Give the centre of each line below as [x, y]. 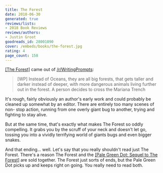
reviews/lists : [21, 23]
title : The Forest [24, 10]
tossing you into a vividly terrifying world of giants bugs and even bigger [78, 135]
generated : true [22, 19]
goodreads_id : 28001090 [29, 42]
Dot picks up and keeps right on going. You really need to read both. [74, 165]
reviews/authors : [23, 33]
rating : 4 [15, 51]
